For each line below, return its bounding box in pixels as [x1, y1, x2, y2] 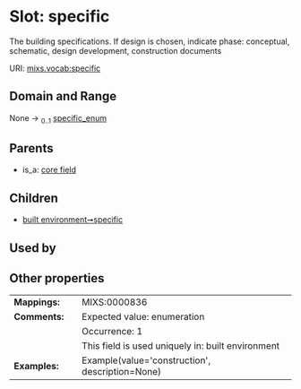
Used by [9, 240, 56, 255]
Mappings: [13, 296, 61, 308]
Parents [9, 141, 54, 156]
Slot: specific [9, 6, 110, 27]
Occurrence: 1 [82, 325, 143, 338]
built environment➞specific [21, 214, 124, 225]
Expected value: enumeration [82, 311, 205, 324]
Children [9, 190, 58, 205]
